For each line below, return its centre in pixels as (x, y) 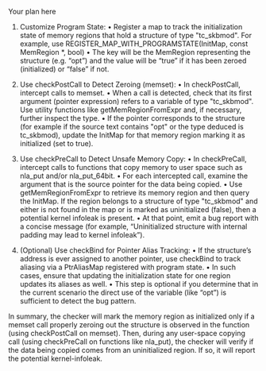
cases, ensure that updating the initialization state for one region (125, 276)
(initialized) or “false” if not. (64, 69)
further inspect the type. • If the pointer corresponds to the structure (132, 118)
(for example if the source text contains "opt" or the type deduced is (131, 127)
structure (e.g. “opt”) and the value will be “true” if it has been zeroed (133, 60)
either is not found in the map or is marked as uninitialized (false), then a (138, 209)
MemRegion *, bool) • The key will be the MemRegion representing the (135, 52)
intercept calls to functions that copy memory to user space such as (131, 167)
